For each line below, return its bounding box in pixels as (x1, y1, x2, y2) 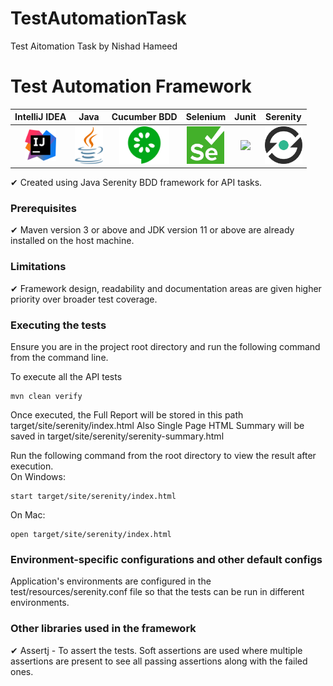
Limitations (10, 260, 67, 274)
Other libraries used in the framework (10, 622, 197, 636)
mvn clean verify (10, 392, 83, 402)
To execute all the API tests (10, 371, 123, 383)
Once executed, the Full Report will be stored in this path (10, 409, 244, 421)
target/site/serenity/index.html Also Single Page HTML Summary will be (10, 420, 305, 432)
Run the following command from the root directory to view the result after (10, 450, 317, 462)
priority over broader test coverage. (10, 293, 158, 305)
